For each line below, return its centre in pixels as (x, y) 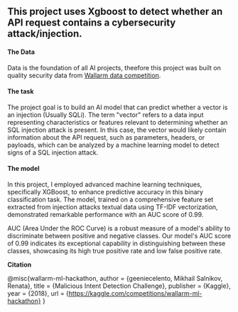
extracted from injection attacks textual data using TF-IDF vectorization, (113, 207)
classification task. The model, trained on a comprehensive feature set (110, 199)
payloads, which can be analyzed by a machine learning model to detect (113, 145)
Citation (20, 264)
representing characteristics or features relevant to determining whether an (118, 122)
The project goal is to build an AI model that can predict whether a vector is (118, 107)
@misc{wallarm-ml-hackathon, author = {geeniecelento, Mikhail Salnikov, (115, 278)
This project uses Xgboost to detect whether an (115, 12)
